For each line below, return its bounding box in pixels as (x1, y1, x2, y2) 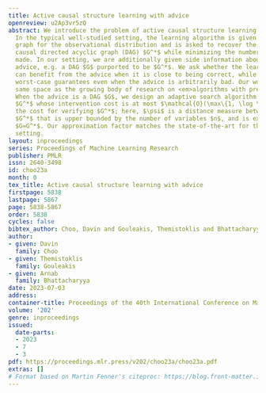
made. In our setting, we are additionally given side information (15, 56, 243, 64)
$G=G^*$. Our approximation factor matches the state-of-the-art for (15, 122, 249, 130)
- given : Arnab (8, 269, 59, 277)
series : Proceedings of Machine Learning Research (8, 144, 179, 152)
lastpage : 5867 (8, 196, 59, 204)
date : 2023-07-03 (8, 284, 66, 292)
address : (8, 292, 37, 300)
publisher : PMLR (8, 151, 62, 159)
